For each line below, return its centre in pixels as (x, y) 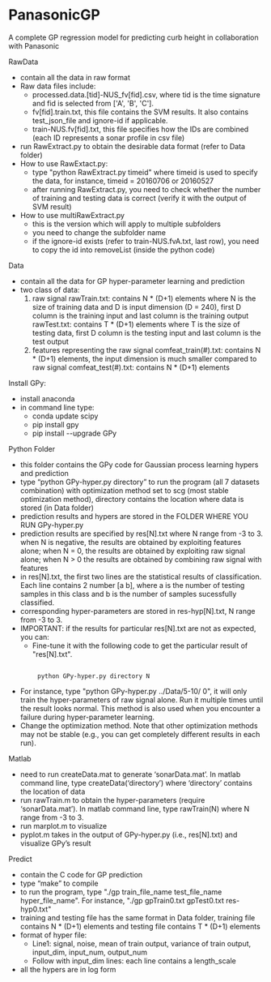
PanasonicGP (55, 15)
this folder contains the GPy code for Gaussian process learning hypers (139, 465)
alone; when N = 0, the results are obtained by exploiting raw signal (132, 551)
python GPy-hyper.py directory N (94, 676)
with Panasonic (34, 45)
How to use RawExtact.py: (64, 163)
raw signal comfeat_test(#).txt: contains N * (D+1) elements (131, 367)
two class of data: (50, 289)
